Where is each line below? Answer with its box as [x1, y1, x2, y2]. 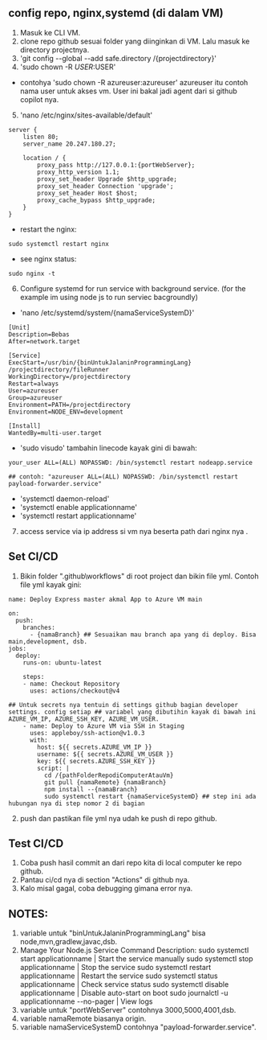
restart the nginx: [19, 224, 78, 234]
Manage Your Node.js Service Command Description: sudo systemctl [19, 945, 249, 956]
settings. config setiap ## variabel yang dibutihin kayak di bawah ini [8, 708, 257, 716]
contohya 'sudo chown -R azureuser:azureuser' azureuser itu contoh [19, 77, 249, 87]
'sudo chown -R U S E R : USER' [19, 62, 116, 72]
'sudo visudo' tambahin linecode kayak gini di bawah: [19, 442, 198, 453]
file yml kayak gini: [19, 579, 82, 590]
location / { [22, 154, 67, 162]
